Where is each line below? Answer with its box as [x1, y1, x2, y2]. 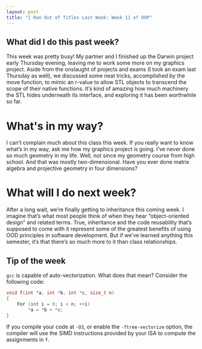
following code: [6, 278, 45, 285]
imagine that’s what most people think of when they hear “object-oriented [6, 212, 189, 220]
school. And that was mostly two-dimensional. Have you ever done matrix [6, 158, 190, 166]
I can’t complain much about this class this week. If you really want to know [6, 139, 194, 146]
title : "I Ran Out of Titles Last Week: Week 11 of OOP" [6, 15, 153, 21]
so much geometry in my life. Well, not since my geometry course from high [6, 152, 195, 159]
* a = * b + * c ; [28, 307, 63, 313]
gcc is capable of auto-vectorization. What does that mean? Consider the [6, 272, 188, 279]
